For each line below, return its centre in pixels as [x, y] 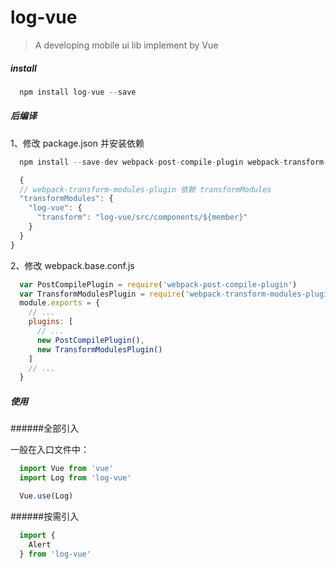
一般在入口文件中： [50, 450]
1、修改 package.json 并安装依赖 [77, 143]
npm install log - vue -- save [78, 92]
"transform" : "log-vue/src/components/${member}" [142, 217]
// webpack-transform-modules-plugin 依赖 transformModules [145, 189]
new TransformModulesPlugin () [99, 349]
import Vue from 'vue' [66, 469]
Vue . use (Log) [46, 496]
